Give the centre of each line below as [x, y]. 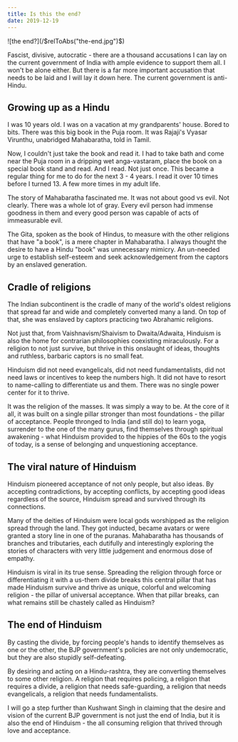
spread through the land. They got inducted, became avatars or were [109, 528]
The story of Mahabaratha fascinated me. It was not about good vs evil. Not [118, 198]
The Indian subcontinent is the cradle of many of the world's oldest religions [119, 305]
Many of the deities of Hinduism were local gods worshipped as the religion [118, 520]
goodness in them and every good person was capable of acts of [103, 213]
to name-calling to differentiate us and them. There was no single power [113, 385]
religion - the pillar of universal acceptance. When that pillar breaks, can [113, 595]
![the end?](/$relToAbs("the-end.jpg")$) [66, 41]
